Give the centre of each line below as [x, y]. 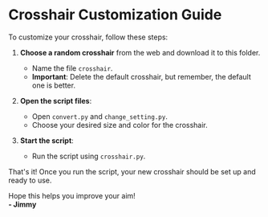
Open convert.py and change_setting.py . [100, 116]
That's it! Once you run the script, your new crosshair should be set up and [132, 171]
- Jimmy [22, 204]
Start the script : [47, 140]
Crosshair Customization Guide [115, 15]
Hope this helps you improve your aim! [72, 195]
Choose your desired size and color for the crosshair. [120, 125]
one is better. [54, 85]
